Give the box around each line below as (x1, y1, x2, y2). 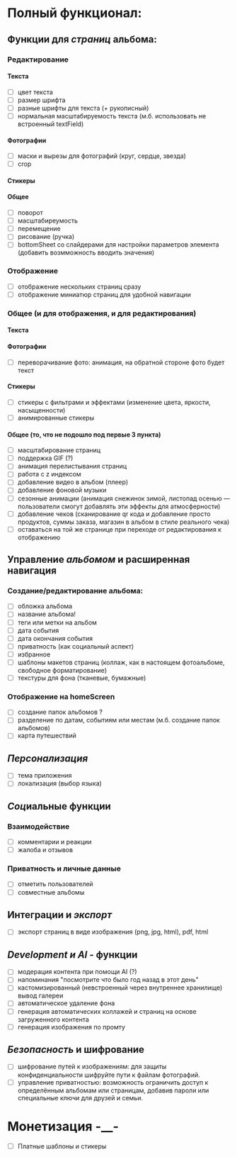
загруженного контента (17, 1015, 90, 1024)
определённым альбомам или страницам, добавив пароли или (17, 1086, 209, 1095)
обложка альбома (17, 602, 73, 610)
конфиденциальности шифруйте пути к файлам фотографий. (17, 1071, 200, 1079)
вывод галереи (17, 991, 64, 1000)
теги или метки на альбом (17, 618, 98, 627)
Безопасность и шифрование (7, 1044, 145, 1056)
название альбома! (17, 610, 76, 618)
